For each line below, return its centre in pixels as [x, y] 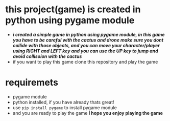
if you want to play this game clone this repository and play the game [85, 62]
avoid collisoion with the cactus [47, 56]
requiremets [32, 83]
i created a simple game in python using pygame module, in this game [89, 34]
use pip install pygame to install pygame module [65, 107]
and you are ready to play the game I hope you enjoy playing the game [88, 113]
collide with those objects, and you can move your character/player [86, 45]
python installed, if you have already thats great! [63, 102]
